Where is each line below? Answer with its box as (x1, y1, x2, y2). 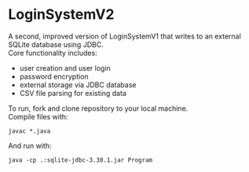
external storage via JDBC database (19, 80, 137, 90)
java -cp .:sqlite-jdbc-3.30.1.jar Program (8, 156, 153, 164)
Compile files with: (8, 112, 68, 121)
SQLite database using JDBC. (8, 39, 104, 49)
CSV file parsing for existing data (19, 88, 127, 97)
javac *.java (8, 127, 51, 135)
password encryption (19, 71, 89, 81)
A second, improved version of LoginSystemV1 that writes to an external (8, 31, 241, 41)
